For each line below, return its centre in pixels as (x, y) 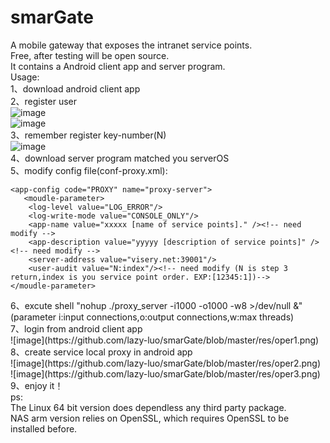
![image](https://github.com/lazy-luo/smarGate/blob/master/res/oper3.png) (165, 373)
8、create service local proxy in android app (101, 352)
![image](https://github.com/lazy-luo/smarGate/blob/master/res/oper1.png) (165, 340)
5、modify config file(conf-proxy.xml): (89, 170)
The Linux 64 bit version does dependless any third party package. (148, 407)
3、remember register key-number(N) (88, 135)
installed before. (44, 428)
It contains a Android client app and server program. (118, 66)
